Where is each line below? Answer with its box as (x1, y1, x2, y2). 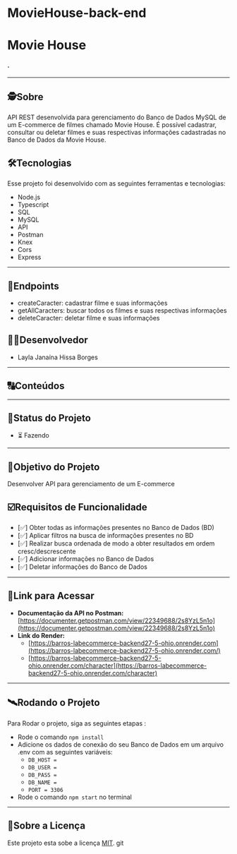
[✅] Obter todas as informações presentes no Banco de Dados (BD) (17, 524, 215, 532)
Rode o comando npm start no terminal (17, 793, 132, 801)
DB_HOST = (28, 757, 58, 764)
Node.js (17, 193, 41, 202)
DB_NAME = (28, 778, 58, 786)
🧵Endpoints (7, 280, 60, 292)
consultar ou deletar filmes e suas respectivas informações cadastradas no (7, 128, 226, 137)
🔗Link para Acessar (7, 590, 95, 602)
